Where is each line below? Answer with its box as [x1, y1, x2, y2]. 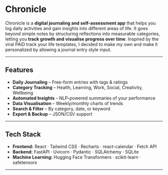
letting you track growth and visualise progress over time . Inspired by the [5, 36, 159, 42]
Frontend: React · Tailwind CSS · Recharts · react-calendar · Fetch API [12, 143, 157, 149]
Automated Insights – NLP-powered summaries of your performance [12, 95, 156, 101]
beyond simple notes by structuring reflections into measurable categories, [5, 30, 160, 36]
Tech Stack [5, 130, 41, 138]
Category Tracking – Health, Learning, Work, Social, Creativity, [12, 84, 143, 90]
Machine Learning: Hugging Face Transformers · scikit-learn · [12, 154, 141, 160]
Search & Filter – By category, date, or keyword [12, 105, 111, 111]
